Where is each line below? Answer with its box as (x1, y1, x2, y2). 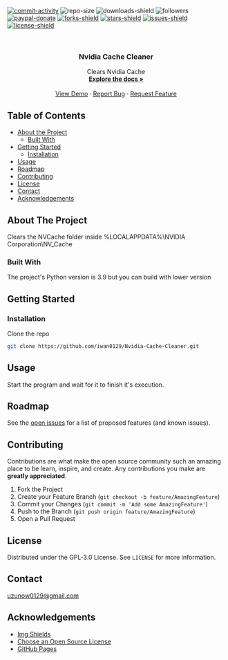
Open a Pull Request (17, 515, 76, 523)
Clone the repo (7, 329, 50, 338)
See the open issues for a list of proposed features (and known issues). (7, 419, 211, 427)
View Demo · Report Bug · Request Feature (55, 90, 178, 98)
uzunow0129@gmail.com (7, 592, 79, 600)
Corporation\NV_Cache (7, 239, 73, 248)
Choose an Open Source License (17, 637, 112, 645)
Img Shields (17, 630, 51, 638)
